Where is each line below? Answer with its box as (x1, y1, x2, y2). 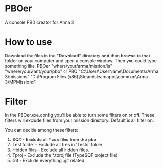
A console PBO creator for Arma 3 (5, 19, 74, 25)
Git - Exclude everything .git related (12, 157, 85, 163)
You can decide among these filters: (5, 127, 79, 133)
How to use (5, 36, 52, 48)
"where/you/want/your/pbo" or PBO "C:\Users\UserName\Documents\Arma (5, 68, 159, 74)
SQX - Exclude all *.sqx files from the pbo (12, 136, 96, 142)
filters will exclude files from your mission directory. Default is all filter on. (5, 117, 154, 123)
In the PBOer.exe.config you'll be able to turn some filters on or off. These (5, 112, 155, 118)
